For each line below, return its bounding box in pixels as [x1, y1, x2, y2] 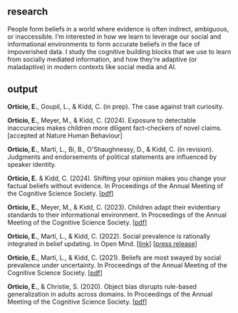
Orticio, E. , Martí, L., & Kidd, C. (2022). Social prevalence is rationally [7, 232, 210, 240]
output [7, 83, 38, 96]
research [7, 6, 48, 18]
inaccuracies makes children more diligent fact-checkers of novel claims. [7, 123, 222, 132]
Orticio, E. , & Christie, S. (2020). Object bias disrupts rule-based [7, 282, 197, 291]
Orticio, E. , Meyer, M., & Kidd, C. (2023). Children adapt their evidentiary [7, 202, 221, 211]
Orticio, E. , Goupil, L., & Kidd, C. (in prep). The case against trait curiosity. [7, 102, 224, 111]
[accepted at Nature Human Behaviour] [7, 131, 123, 140]
